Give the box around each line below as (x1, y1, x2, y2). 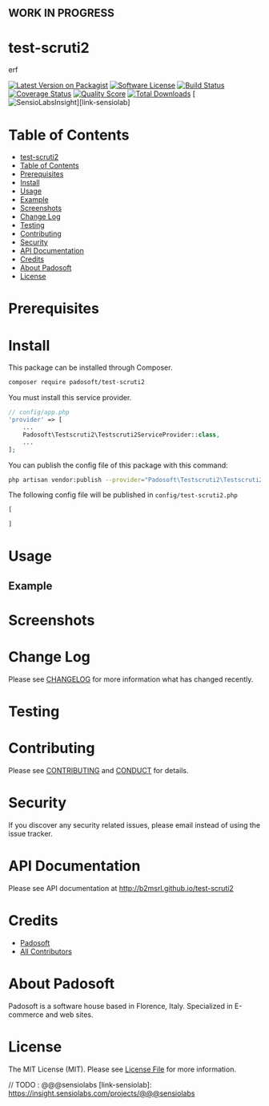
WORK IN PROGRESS (8, 6, 114, 20)
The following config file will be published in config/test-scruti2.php (8, 490, 239, 500)
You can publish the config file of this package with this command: (8, 460, 228, 470)
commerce (8, 1010, 44, 1019)
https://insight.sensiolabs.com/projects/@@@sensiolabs (8, 1088, 195, 1098)
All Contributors (19, 946, 72, 956)
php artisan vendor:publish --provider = (8, 476, 146, 484)
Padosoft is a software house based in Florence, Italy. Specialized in (8, 1001, 234, 1011)
